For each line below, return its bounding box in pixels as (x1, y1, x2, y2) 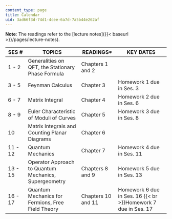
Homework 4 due (118, 144, 160, 151)
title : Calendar (5, 12, 40, 17)
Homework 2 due (118, 93, 160, 101)
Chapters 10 (81, 193, 112, 200)
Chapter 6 (81, 129, 106, 136)
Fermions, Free (28, 199, 64, 206)
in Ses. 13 (118, 171, 142, 178)
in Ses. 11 (118, 150, 142, 157)
